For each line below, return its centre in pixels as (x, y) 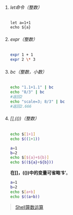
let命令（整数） (26, 7)
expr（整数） (24, 39)
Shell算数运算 (29, 207)
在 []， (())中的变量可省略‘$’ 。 (40, 173)
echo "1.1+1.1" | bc (32, 87)
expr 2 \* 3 (23, 60)
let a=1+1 (21, 23)
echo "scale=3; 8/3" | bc (37, 102)
